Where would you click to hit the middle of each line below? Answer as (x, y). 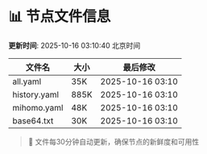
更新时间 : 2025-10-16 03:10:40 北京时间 (75, 45)
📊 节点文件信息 (60, 17)
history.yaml (35, 94)
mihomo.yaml (38, 107)
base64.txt (33, 120)
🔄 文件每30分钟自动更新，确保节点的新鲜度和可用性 (114, 141)
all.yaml (27, 81)
